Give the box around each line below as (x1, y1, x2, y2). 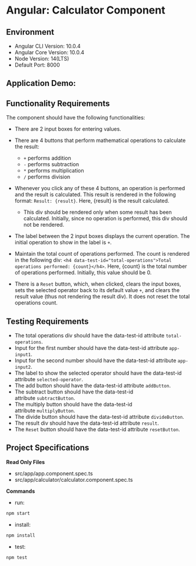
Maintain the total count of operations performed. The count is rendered (14, 250, 190, 257)
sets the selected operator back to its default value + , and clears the (14, 287, 180, 294)
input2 (14, 365, 31, 370)
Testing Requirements (6, 316, 89, 326)
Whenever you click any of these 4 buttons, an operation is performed (14, 185, 185, 192)
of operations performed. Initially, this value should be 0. (14, 269, 152, 276)
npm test (6, 554, 28, 560)
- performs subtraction (23, 161, 79, 168)
